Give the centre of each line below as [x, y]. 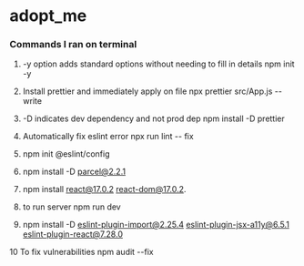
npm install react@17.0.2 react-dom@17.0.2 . [104, 189]
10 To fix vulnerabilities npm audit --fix [81, 252]
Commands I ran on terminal [73, 45]
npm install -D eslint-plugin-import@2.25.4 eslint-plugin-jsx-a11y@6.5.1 [156, 225]
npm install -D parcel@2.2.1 [74, 172]
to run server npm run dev [71, 207]
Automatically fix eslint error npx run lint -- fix [108, 137]
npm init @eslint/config [66, 154]
